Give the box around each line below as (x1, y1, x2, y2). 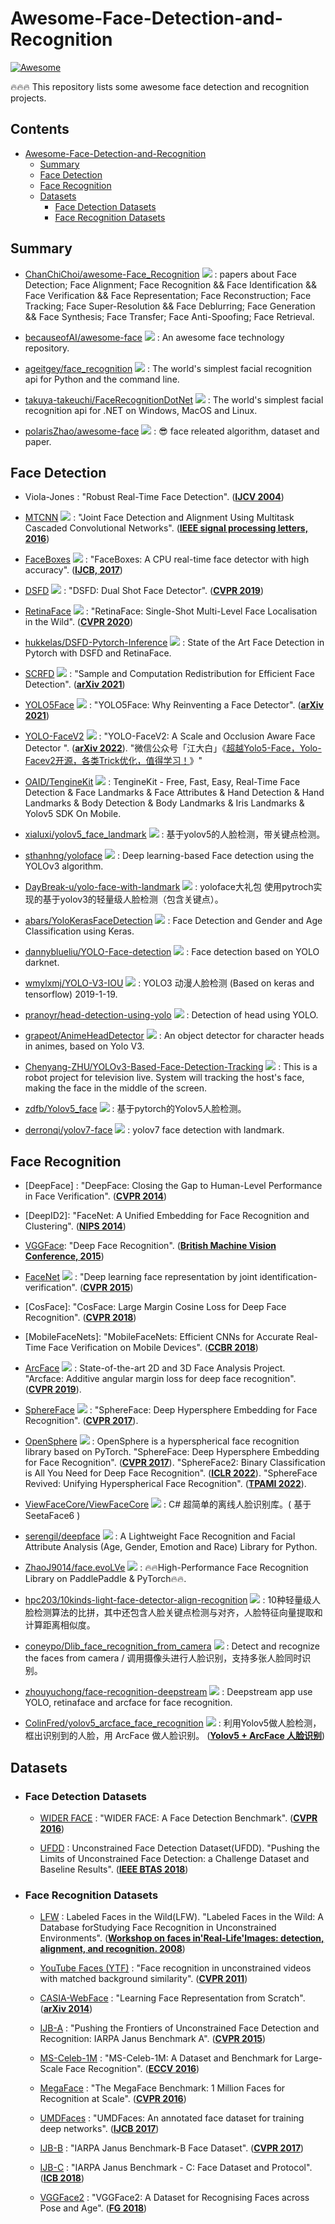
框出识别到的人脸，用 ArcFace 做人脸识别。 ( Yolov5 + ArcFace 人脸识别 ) (24, 1730, 326, 1742)
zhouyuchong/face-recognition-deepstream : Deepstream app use (24, 1686, 313, 1698)
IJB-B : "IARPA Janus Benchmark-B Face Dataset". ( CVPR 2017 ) (39, 2142, 305, 2154)
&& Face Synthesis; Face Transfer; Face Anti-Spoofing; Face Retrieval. (24, 310, 315, 322)
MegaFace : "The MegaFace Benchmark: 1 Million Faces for (39, 2082, 286, 2094)
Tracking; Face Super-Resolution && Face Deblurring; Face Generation (24, 300, 316, 312)
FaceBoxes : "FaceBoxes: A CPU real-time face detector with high (24, 553, 310, 566)
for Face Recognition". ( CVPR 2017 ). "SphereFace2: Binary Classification (24, 1457, 326, 1469)
